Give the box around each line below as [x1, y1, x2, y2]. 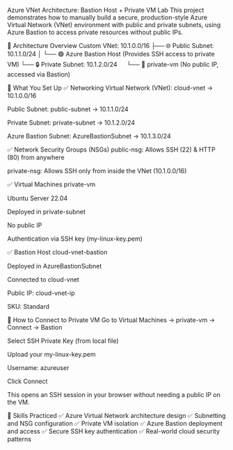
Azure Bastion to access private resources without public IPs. [7, 28, 183, 36]
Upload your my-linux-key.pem [7, 351, 96, 358]
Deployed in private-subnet [7, 208, 86, 216]
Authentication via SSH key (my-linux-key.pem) [7, 234, 143, 243]
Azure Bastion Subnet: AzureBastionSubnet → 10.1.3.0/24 [7, 132, 172, 140]
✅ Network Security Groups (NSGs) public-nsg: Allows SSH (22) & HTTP [7, 145, 216, 154]
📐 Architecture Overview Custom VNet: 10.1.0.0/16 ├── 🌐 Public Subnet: [7, 42, 214, 49]
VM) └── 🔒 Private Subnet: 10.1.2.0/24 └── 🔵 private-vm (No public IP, [7, 61, 219, 68]
